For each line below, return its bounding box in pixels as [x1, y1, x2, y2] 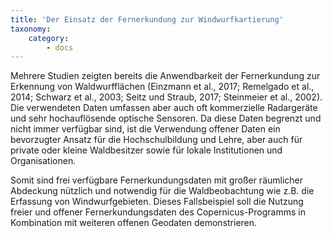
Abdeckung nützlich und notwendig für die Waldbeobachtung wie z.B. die [10, 185, 315, 197]
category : [28, 33, 70, 43]
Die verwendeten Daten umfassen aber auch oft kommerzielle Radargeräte [10, 102, 318, 114]
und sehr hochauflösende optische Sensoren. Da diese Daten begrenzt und [10, 112, 322, 125]
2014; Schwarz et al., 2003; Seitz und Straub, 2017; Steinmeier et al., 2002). [10, 91, 323, 103]
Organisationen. [10, 155, 77, 167]
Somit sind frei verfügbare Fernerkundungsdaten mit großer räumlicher [10, 174, 304, 186]
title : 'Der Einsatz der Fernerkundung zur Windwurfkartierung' [10, 14, 284, 25]
